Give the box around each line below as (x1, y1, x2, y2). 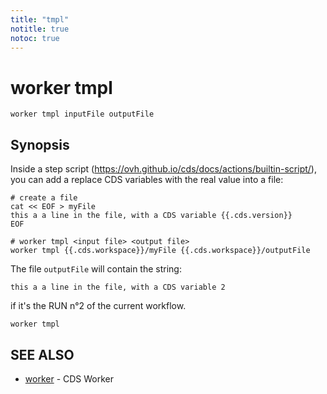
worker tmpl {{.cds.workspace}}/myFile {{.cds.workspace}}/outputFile (10, 246, 311, 256)
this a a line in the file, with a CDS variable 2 (10, 282, 226, 293)
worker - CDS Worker (24, 372, 115, 385)
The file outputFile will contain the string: (10, 263, 182, 275)
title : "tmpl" (10, 14, 70, 25)
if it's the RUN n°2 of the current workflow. (10, 300, 187, 312)
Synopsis (10, 136, 70, 153)
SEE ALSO (10, 346, 75, 363)
